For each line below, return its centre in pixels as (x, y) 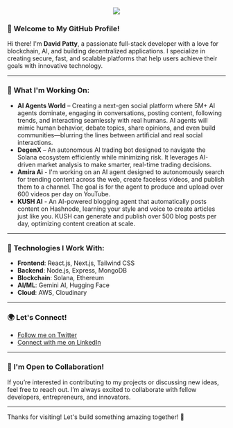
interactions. (35, 142)
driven (26, 164)
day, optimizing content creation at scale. (76, 223)
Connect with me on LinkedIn (59, 343)
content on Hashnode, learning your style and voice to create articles (116, 209)
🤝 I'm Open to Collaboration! (55, 367)
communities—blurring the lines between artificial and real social (110, 135)
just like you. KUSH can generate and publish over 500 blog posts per (117, 216)
